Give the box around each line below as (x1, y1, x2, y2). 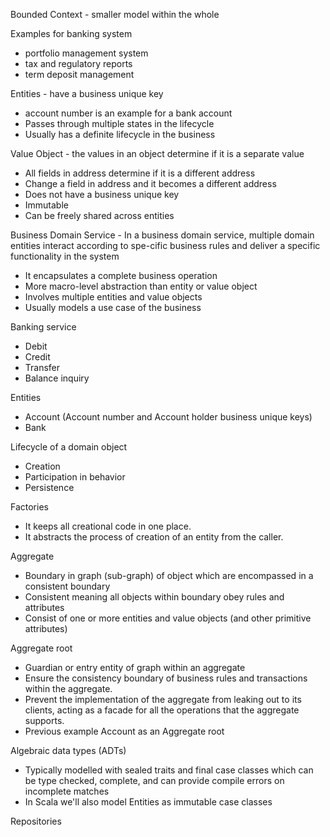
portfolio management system (24, 47, 149, 59)
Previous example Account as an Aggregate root (24, 725, 225, 737)
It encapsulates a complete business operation (24, 270, 218, 281)
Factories (10, 501, 49, 513)
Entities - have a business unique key (10, 88, 164, 99)
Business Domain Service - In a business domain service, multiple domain (10, 229, 315, 241)
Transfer (24, 362, 61, 373)
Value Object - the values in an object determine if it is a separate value (10, 148, 305, 159)
